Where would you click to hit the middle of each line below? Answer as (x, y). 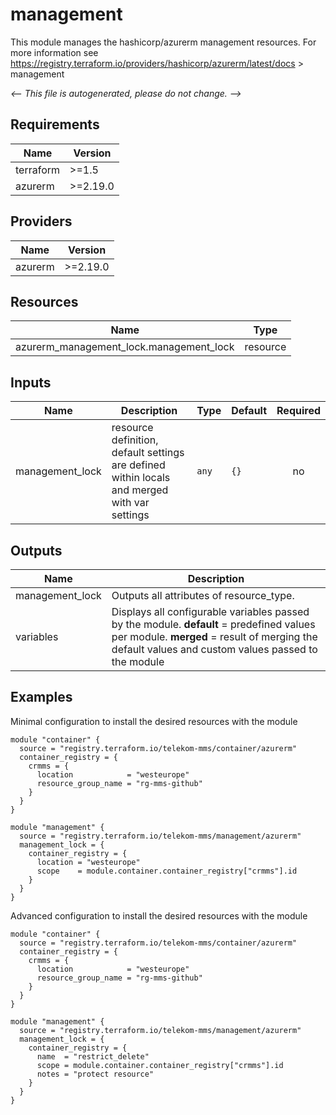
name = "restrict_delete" (93, 1056)
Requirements (55, 124)
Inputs (31, 382)
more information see (54, 52)
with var (130, 503)
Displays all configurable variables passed (210, 611)
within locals (141, 478)
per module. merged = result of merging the (214, 636)
